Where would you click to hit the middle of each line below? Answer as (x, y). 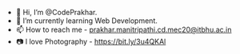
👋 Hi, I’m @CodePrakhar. (56, 12)
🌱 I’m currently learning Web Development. (86, 21)
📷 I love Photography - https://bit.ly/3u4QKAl (91, 41)
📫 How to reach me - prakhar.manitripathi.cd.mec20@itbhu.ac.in (124, 29)
